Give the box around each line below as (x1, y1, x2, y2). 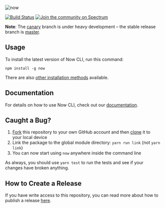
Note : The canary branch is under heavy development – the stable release (5, 24, 156, 30)
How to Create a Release (5, 179, 82, 187)
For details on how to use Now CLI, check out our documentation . (5, 102, 138, 108)
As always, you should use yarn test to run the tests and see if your (5, 160, 144, 166)
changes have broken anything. (5, 165, 69, 171)
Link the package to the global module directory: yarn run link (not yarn (12, 139, 161, 145)
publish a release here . (5, 198, 52, 204)
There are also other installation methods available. (5, 74, 109, 80)
